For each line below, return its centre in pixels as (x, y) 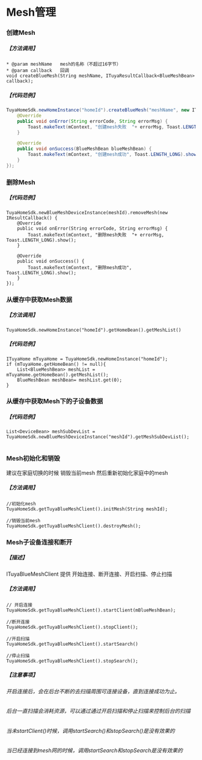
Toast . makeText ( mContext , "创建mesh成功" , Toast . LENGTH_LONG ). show (112, 155)
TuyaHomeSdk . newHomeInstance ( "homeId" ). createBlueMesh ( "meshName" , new (98, 110)
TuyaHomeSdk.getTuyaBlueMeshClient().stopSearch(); (72, 661)
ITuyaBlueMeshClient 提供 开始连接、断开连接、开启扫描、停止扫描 (89, 574)
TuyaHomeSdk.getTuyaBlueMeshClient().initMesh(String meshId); (87, 509)
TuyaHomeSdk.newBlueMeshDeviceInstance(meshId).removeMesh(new (87, 212)
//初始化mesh (21, 504)
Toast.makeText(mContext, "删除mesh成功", (80, 267)
